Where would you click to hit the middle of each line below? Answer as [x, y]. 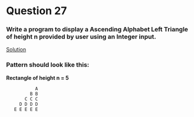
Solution [16, 50]
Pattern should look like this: [48, 65]
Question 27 [37, 11]
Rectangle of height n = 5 [37, 77]
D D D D [29, 104]
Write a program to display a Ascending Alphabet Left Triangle [97, 30]
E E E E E [26, 109]
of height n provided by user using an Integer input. [81, 37]
